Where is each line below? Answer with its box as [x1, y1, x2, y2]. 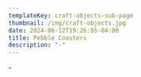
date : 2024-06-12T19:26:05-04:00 [8, 26, 119, 34]
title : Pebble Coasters [8, 33, 88, 42]
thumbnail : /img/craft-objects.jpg [8, 19, 127, 27]
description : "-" [8, 41, 66, 49]
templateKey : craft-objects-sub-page [8, 11, 134, 20]
